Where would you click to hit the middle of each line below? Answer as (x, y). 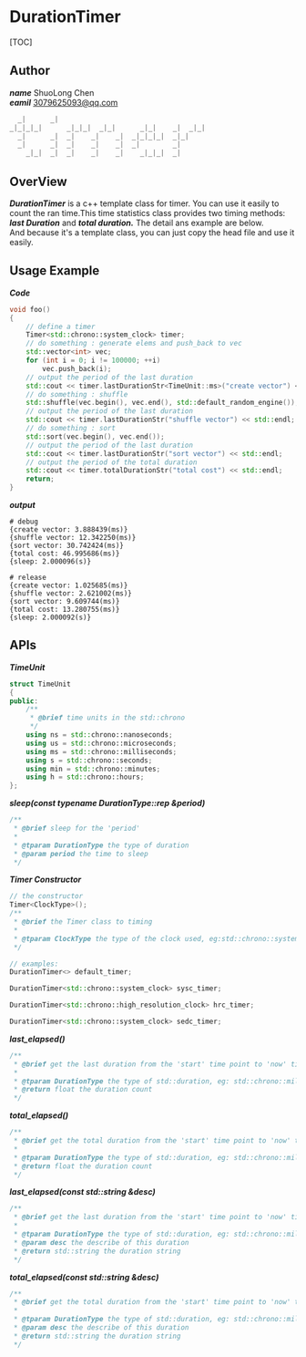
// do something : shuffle (77, 394)
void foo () (30, 309)
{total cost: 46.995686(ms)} (65, 554)
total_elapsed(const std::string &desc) (84, 1277)
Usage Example (55, 271)
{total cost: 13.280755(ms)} (65, 609)
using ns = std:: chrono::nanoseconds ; (99, 735)
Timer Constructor (46, 880)
